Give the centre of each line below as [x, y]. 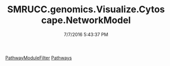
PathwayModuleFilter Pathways [39, 58]
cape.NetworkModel [86, 20]
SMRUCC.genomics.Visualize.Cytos [86, 9]
